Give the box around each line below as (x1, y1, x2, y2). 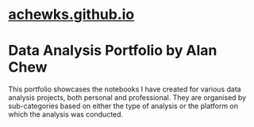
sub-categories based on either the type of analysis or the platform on (8, 101, 239, 111)
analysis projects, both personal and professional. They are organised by (8, 93, 247, 103)
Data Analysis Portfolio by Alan (8, 42, 217, 60)
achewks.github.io (8, 6, 135, 24)
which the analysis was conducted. (8, 110, 124, 119)
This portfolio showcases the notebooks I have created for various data (8, 84, 241, 94)
